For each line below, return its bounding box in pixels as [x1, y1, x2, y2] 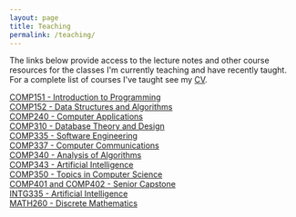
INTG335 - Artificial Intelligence [9, 188, 128, 200]
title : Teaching [9, 22, 71, 31]
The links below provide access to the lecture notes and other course [9, 55, 270, 66]
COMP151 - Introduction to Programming [9, 92, 161, 103]
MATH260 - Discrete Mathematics [9, 198, 138, 209]
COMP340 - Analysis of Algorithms [9, 150, 142, 161]
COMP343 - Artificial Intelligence [9, 160, 134, 171]
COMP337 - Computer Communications [9, 140, 159, 151]
